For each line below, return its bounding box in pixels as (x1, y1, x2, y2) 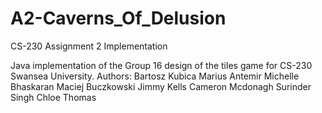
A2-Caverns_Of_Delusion (10, 7, 227, 30)
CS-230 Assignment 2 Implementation (10, 40, 168, 52)
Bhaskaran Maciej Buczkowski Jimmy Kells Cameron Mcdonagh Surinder (10, 80, 312, 92)
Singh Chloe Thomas (10, 91, 97, 103)
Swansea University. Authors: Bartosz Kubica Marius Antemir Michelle (10, 70, 300, 82)
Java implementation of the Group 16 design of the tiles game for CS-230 (10, 59, 313, 71)
